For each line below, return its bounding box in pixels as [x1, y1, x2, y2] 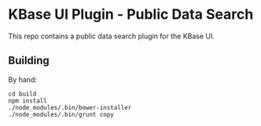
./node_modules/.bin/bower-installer [8, 103, 132, 111]
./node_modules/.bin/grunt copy [8, 110, 114, 118]
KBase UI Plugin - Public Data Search [8, 5, 254, 23]
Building [8, 54, 50, 67]
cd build [8, 90, 37, 98]
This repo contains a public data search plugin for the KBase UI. [8, 31, 215, 41]
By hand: [8, 74, 37, 84]
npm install [8, 96, 47, 105]
